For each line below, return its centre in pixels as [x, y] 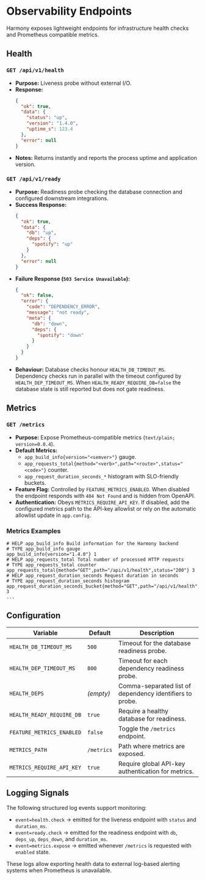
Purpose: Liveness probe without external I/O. [73, 83]
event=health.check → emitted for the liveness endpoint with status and [106, 820]
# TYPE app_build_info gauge [43, 549]
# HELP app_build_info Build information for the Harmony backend [92, 543]
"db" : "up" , [41, 233]
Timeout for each [143, 660]
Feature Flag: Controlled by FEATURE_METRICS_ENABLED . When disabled [103, 489]
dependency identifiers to [155, 693]
